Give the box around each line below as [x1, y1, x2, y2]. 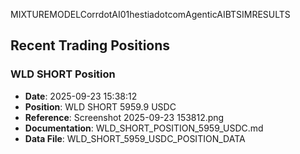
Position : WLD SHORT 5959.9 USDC [24, 100, 177, 113]
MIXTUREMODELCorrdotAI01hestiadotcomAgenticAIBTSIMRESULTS [10, 9, 291, 20]
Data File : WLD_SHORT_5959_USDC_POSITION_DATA [24, 132, 246, 144]
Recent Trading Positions [10, 37, 171, 54]
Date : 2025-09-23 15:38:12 [24, 90, 138, 102]
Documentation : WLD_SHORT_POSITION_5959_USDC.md [24, 122, 264, 134]
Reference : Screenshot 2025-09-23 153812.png [24, 111, 225, 123]
